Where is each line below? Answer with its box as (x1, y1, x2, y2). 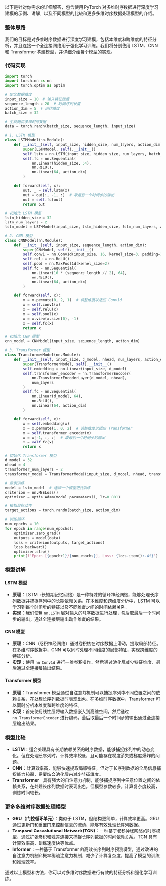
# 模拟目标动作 (5, 503, 32, 508)
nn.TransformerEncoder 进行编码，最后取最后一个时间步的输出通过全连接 (12, 714, 160, 720)
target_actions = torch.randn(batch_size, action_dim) (5, 508, 121, 513)
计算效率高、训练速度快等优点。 (12, 840, 78, 846)
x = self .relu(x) (23, 307, 58, 312)
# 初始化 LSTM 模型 (5, 211, 41, 216)
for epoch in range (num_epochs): (5, 526, 74, 531)
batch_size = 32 (5, 111, 39, 115)
